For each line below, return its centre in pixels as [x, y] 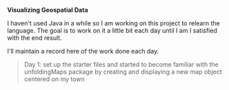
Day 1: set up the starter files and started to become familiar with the [121, 64]
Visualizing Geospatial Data [48, 10]
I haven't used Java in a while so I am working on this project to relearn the [113, 23]
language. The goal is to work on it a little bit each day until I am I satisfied [112, 31]
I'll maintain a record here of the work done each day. [83, 51]
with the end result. [34, 38]
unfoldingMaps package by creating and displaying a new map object [123, 72]
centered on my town [54, 79]
